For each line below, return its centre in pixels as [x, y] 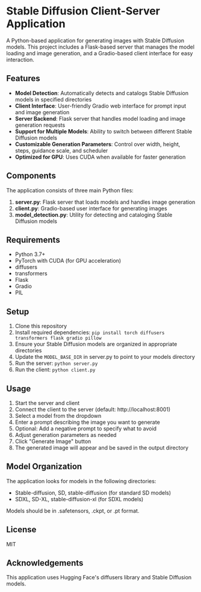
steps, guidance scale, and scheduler [61, 150]
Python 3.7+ [30, 254]
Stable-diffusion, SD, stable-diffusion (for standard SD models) [93, 493]
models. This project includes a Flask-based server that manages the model [100, 47]
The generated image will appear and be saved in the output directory [101, 448]
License [21, 530]
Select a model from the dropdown [58, 416]
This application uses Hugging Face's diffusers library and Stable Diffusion [99, 578]
